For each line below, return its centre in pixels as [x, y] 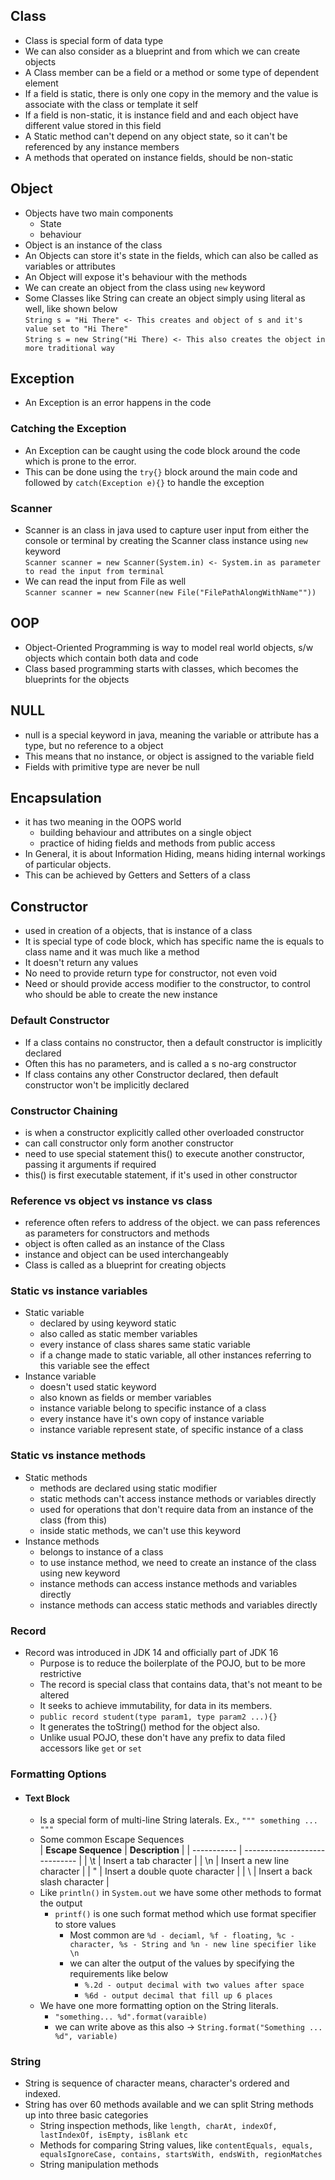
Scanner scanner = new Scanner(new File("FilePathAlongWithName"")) [170, 593]
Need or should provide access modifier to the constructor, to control [167, 984]
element [41, 83]
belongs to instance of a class [101, 1551]
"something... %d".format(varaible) [131, 2017]
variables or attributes [70, 266]
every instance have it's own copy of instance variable [152, 1419]
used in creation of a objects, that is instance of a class [138, 931]
